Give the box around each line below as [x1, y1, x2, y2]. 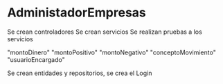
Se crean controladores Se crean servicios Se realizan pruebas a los [7, 28, 202, 36]
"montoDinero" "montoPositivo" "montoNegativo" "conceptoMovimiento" [7, 48, 216, 56]
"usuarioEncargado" [7, 55, 65, 63]
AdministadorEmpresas [7, 5, 147, 21]
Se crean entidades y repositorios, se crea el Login [7, 69, 152, 77]
